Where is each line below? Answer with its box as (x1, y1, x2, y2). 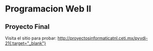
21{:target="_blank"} (5, 40, 46, 46)
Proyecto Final (5, 23, 50, 31)
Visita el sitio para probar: (5, 35, 57, 41)
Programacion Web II (5, 3, 92, 14)
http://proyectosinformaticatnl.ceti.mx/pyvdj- (57, 35, 148, 41)
